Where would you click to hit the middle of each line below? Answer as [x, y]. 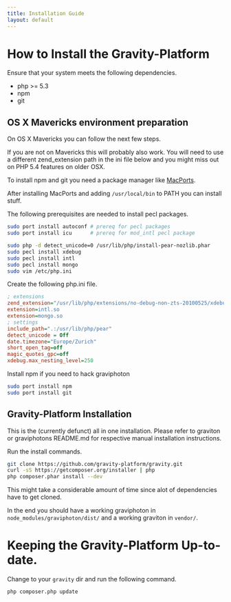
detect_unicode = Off [38, 335]
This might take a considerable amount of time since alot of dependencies [112, 490]
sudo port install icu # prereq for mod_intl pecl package [101, 233]
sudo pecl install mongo [43, 265]
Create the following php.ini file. [52, 284]
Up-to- [201, 545]
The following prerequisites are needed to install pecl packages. [98, 214]
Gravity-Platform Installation [69, 414]
